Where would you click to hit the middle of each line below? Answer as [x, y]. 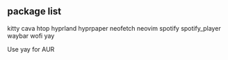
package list [34, 12]
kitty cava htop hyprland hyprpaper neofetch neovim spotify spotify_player [114, 28]
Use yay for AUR [31, 49]
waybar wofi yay [31, 36]
